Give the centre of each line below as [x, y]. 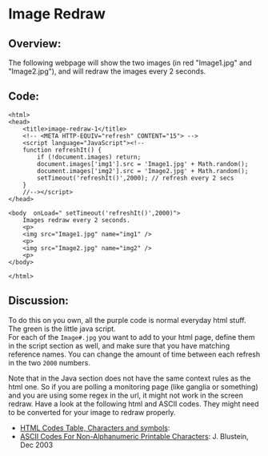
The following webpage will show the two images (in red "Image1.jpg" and [130, 63]
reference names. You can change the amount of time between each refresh [134, 354]
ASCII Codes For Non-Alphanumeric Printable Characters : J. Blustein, [134, 436]
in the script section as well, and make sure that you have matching [119, 345]
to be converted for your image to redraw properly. [92, 412]
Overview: [35, 44]
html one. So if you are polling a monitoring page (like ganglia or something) [133, 386]
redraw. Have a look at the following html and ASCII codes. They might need [134, 404]
